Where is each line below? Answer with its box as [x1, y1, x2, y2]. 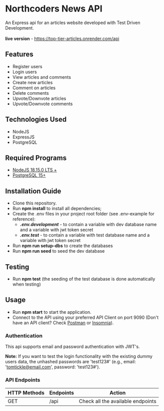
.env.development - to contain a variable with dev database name [19, 222, 157, 228]
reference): [12, 216, 36, 222]
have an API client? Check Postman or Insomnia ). [12, 319, 114, 326]
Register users [12, 63, 42, 69]
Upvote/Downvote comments [12, 101, 73, 107]
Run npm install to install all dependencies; [12, 205, 101, 212]
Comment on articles [12, 85, 56, 91]
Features [5, 50, 33, 59]
